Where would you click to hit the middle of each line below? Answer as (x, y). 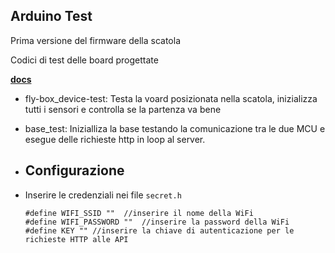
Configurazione (74, 170)
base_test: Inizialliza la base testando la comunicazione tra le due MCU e (175, 128)
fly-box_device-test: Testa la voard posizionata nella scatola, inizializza (171, 98)
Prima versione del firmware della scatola (96, 40)
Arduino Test (51, 16)
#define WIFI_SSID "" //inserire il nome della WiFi (139, 213)
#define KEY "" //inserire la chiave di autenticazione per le (159, 230)
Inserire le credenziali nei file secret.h (103, 195)
